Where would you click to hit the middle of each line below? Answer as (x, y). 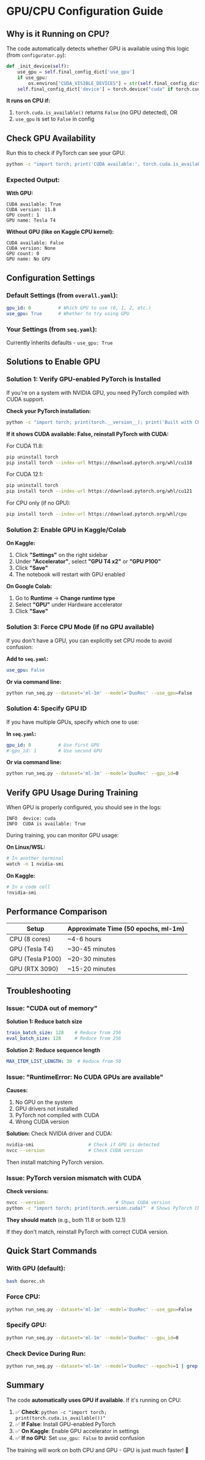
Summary (25, 1385)
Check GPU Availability (51, 138)
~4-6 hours (85, 939)
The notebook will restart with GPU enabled (70, 575)
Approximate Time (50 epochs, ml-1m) (126, 929)
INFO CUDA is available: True (46, 824)
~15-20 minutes (92, 969)
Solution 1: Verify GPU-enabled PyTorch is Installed (84, 379)
